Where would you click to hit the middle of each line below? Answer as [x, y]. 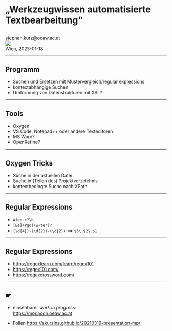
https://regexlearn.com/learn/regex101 [53, 264]
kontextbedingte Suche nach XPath [50, 187]
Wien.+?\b [23, 220]
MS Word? [24, 137]
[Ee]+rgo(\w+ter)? [32, 225]
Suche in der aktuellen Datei [42, 176]
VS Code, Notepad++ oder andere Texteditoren [63, 131]
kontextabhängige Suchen [40, 87]
